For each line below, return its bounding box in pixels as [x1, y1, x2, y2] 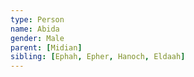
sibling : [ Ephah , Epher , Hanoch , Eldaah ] [10, 52, 186, 62]
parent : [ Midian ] [10, 42, 83, 53]
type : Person [10, 14, 65, 25]
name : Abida [10, 24, 60, 34]
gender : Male [10, 33, 65, 43]
